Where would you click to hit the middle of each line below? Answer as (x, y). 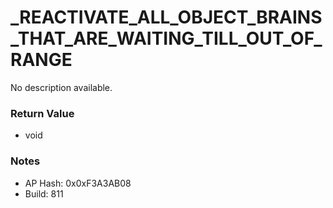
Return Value (42, 113)
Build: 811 (44, 193)
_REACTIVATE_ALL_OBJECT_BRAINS (166, 17)
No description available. (61, 87)
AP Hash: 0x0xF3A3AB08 (78, 183)
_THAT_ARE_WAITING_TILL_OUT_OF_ (166, 38)
